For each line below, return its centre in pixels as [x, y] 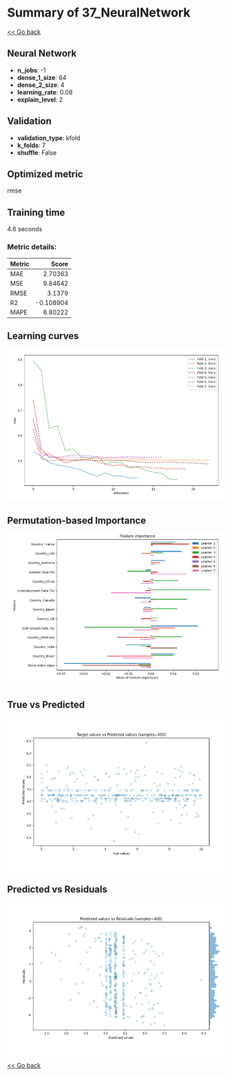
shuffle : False [37, 153]
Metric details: [32, 247]
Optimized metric [45, 174]
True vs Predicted [46, 705]
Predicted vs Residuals [57, 889]
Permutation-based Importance [77, 520]
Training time [36, 212]
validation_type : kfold [49, 138]
